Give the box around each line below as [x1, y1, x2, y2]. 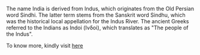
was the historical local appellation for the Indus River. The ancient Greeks [6, 18, 189, 25]
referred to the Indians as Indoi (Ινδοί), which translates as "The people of [6, 24, 189, 31]
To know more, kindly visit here [6, 42, 83, 49]
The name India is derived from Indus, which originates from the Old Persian [6, 5, 195, 12]
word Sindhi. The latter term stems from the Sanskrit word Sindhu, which [6, 11, 186, 19]
